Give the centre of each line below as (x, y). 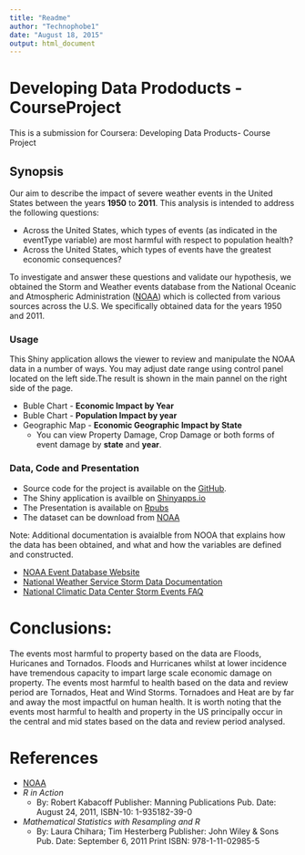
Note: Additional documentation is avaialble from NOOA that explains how (147, 535)
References (54, 758)
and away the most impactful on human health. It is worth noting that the (146, 702)
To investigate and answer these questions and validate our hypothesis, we (150, 277)
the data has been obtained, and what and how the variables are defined (146, 544)
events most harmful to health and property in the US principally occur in (146, 711)
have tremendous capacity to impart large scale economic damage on (141, 673)
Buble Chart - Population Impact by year (100, 416)
